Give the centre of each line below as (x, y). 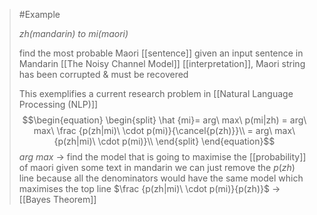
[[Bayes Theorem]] (57, 199)
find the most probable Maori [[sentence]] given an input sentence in (161, 53)
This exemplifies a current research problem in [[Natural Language (156, 93)
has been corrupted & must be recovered (103, 74)
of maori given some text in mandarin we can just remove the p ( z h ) (157, 167)
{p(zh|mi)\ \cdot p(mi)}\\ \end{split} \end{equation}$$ (164, 141)
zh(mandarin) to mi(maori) (73, 33)
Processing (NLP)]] (58, 104)
